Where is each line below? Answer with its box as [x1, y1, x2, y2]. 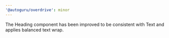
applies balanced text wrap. [5, 26, 64, 33]
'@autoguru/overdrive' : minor [5, 7, 70, 13]
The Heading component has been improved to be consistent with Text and [5, 21, 165, 27]
